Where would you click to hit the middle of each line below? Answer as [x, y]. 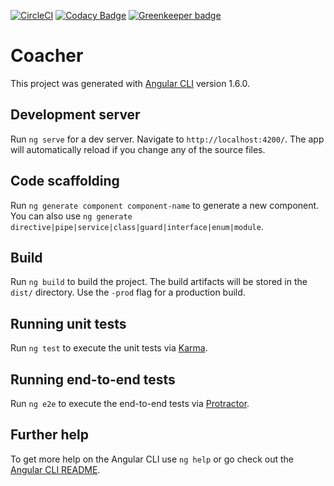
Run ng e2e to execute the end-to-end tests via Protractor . [130, 403]
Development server [75, 115]
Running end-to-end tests [93, 379]
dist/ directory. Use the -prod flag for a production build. [128, 292]
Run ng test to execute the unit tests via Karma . [109, 348]
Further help [50, 435]
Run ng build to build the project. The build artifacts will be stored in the [159, 282]
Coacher [47, 56]
